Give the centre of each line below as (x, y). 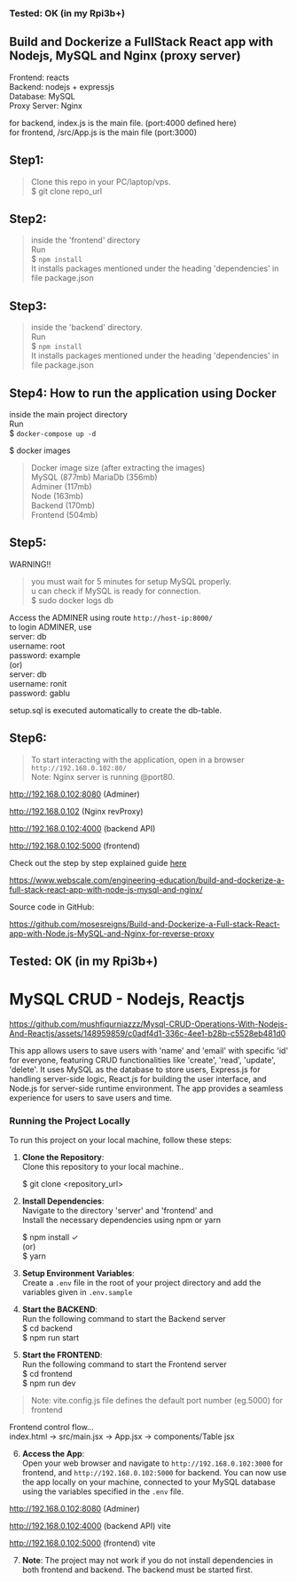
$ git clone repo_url (66, 191)
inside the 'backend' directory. (86, 328)
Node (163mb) (57, 496)
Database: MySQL (42, 96)
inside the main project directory (69, 414)
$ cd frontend (47, 1374)
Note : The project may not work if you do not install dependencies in (147, 1561)
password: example (45, 655)
